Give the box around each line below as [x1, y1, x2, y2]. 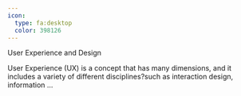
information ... [7, 80, 53, 90]
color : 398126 [14, 26, 61, 34]
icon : [7, 11, 26, 20]
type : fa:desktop [14, 19, 73, 27]
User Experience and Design [7, 48, 101, 58]
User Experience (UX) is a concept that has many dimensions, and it [7, 63, 232, 73]
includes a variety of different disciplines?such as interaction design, [7, 72, 234, 82]
